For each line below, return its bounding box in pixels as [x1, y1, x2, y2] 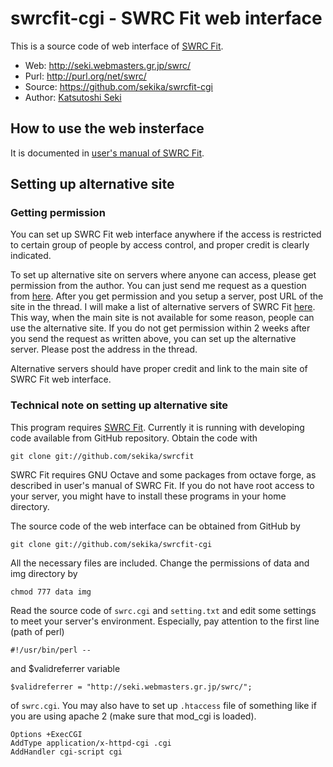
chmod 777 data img [10, 587, 92, 597]
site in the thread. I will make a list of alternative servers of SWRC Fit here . [10, 301, 316, 313]
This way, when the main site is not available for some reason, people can [10, 312, 315, 324]
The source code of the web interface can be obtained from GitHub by [10, 520, 301, 532]
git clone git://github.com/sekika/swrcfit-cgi [10, 539, 213, 549]
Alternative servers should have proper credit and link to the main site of [10, 363, 308, 375]
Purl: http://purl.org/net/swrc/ [24, 70, 147, 82]
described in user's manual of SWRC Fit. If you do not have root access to [10, 479, 315, 491]
